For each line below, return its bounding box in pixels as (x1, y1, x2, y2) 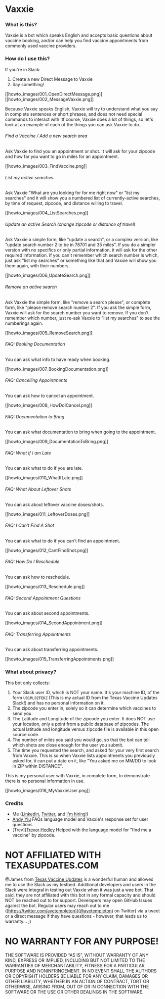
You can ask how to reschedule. (5, 574, 71, 580)
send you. (12, 710, 33, 716)
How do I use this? (5, 55, 50, 62)
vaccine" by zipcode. (12, 832, 56, 838)
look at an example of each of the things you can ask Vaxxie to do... (5, 121, 143, 127)
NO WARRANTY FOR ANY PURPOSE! (5, 936, 159, 947)
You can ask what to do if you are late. (5, 465, 83, 471)
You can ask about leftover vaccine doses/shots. (5, 501, 104, 507)
